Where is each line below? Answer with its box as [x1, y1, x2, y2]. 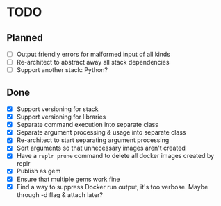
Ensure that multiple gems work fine [16, 175, 120, 183]
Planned [6, 32, 43, 44]
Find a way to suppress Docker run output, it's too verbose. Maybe [16, 182, 208, 191]
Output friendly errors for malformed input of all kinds [16, 50, 171, 58]
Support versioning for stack [16, 105, 99, 113]
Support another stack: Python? [16, 66, 108, 74]
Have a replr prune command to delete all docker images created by [16, 152, 215, 160]
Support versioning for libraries [16, 112, 106, 121]
